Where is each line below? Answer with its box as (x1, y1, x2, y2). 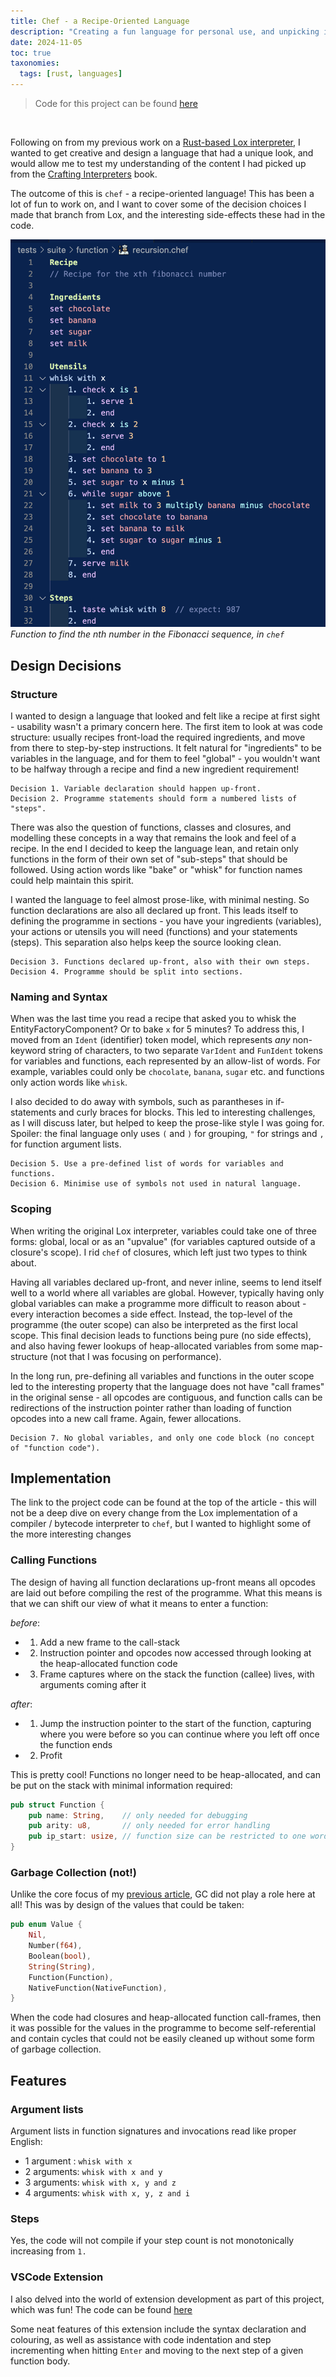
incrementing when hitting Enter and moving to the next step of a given (10, 2344, 304, 2356)
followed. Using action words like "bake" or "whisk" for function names (10, 863, 303, 875)
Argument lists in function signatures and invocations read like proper (10, 2125, 297, 2137)
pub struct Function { (10, 1800, 105, 1810)
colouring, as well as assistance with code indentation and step (10, 2333, 272, 2345)
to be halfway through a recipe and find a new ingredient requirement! (10, 763, 300, 775)
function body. (10, 2355, 71, 2367)
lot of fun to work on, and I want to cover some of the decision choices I (10, 198, 307, 210)
